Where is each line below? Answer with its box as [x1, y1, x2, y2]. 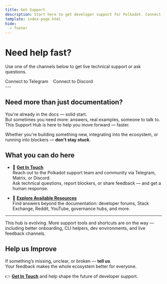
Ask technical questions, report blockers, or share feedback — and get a [12, 180, 162, 186]
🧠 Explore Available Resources [12, 195, 77, 201]
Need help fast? [5, 47, 72, 59]
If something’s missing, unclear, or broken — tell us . [5, 258, 112, 264]
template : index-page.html [5, 16, 61, 21]
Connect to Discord [53, 78, 93, 84]
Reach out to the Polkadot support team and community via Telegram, [12, 169, 156, 175]
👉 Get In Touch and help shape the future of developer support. [5, 273, 138, 279]
